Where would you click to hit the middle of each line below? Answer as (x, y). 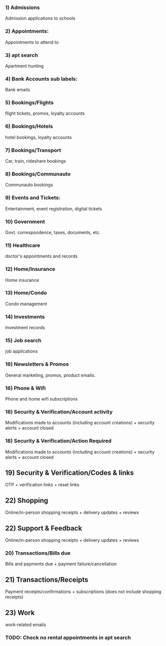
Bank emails (18, 90)
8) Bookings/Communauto (38, 174)
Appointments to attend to (32, 42)
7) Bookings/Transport (33, 150)
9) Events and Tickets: (33, 198)
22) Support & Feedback (44, 528)
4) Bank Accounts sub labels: (41, 79)
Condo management (26, 304)
